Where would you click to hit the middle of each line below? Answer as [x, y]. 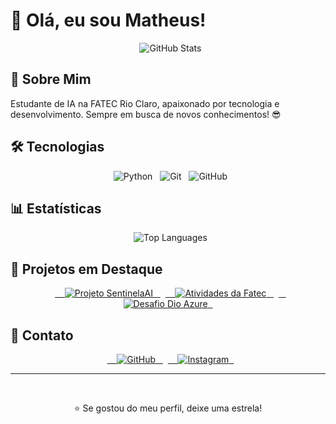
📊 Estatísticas [56, 208]
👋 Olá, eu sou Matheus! [108, 20]
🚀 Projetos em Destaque [86, 269]
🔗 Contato [42, 335]
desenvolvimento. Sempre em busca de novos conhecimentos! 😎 [146, 114]
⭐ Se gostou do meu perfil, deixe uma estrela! [168, 408]
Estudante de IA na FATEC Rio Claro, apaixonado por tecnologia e [145, 103]
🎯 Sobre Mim [51, 79]
